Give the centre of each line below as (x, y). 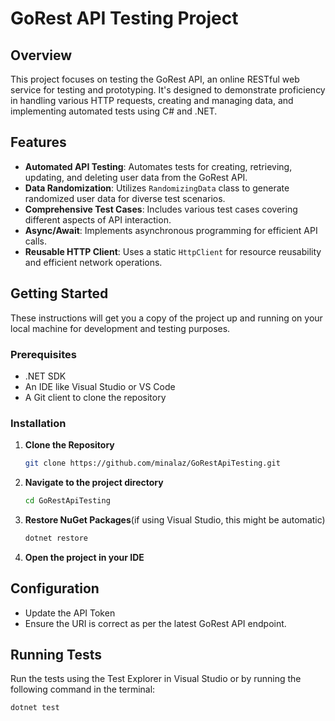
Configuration (55, 588)
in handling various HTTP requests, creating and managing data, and (152, 100)
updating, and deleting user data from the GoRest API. (136, 177)
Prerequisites (43, 354)
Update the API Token (70, 613)
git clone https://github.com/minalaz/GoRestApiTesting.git (152, 463)
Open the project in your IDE (84, 557)
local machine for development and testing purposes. (120, 328)
